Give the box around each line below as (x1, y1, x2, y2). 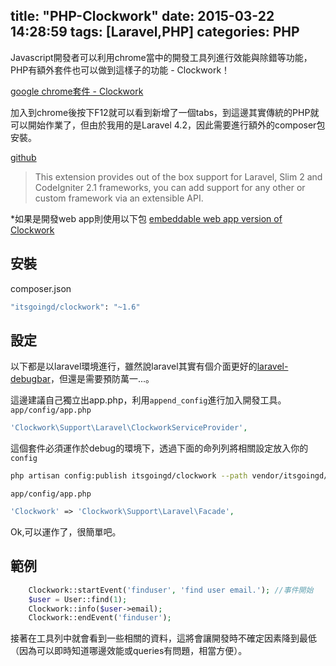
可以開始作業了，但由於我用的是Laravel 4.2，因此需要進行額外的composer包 (10, 119, 326, 131)
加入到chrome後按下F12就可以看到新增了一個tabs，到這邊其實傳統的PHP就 (10, 106, 320, 118)
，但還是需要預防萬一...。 (50, 373, 155, 385)
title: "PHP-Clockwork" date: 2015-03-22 (10, 8, 275, 25)
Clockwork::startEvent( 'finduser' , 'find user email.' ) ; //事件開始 (28, 585, 314, 595)
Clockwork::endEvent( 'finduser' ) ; (28, 613, 172, 623)
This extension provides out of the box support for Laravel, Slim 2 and (34, 170, 323, 183)
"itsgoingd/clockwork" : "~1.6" (10, 302, 141, 312)
